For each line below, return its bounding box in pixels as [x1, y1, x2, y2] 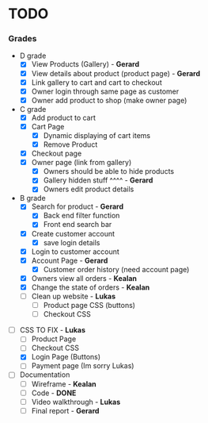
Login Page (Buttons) [31, 352, 101, 362]
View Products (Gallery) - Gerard [31, 60, 140, 69]
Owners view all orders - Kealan [31, 273, 137, 283]
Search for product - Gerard [31, 202, 124, 211]
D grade [19, 51, 47, 60]
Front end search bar [43, 220, 112, 229]
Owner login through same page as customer [31, 87, 180, 96]
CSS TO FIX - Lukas [19, 325, 85, 335]
